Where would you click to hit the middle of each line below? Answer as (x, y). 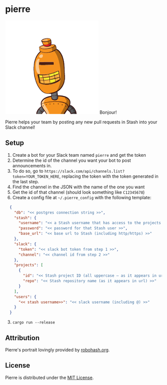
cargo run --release (34, 323)
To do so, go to (28, 171)
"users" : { (25, 297)
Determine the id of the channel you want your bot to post (72, 160)
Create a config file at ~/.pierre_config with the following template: (82, 197)
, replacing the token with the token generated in (109, 176)
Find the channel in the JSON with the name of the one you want (79, 187)
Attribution (22, 338)
